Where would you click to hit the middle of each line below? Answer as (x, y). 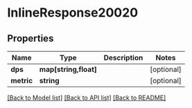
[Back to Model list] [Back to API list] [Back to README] (87, 98)
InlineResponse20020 (73, 13)
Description (123, 58)
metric (22, 81)
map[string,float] (68, 69)
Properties (30, 38)
